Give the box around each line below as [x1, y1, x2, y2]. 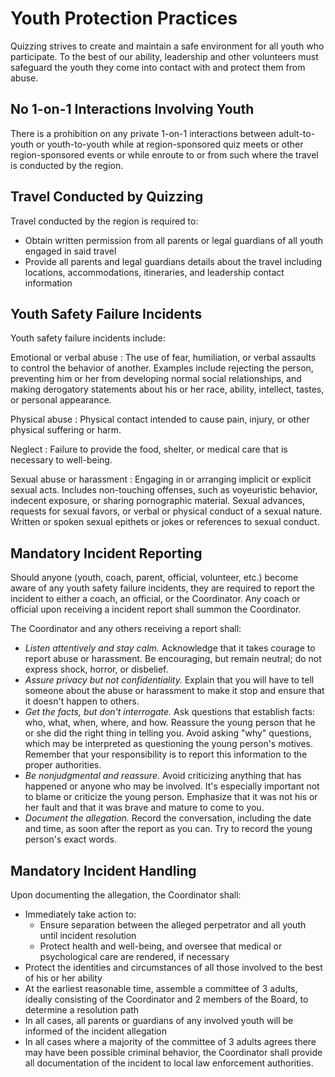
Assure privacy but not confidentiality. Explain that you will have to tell [24, 674, 315, 686]
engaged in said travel [24, 245, 117, 257]
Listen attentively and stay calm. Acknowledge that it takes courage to [24, 642, 316, 654]
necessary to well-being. [10, 454, 113, 466]
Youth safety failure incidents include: [10, 332, 166, 344]
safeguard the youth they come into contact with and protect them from [10, 61, 306, 73]
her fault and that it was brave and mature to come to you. [24, 802, 265, 814]
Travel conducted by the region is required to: [10, 215, 199, 227]
